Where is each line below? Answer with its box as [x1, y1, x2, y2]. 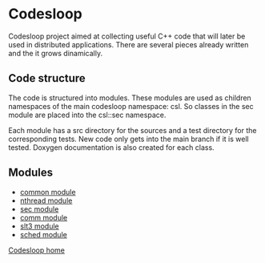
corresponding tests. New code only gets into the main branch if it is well [8, 134, 250, 144]
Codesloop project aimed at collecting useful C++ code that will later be [8, 31, 246, 41]
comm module [19, 212, 68, 222]
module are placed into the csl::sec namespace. [8, 110, 167, 119]
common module [19, 187, 76, 196]
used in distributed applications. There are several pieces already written [8, 39, 249, 49]
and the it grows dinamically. [8, 48, 102, 58]
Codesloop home [8, 245, 66, 255]
